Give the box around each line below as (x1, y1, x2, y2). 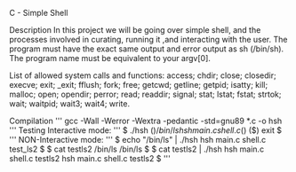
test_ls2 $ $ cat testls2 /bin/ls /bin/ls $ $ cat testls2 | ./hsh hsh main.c (9, 144, 265, 154)
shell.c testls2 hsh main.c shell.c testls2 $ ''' (9, 153, 171, 163)
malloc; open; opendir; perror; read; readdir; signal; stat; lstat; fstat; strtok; (9, 89, 282, 99)
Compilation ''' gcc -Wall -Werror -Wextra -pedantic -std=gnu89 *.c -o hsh (9, 115, 283, 126)
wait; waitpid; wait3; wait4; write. (9, 98, 131, 109)
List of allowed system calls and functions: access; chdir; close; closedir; (9, 70, 277, 81)
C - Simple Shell (9, 8, 68, 18)
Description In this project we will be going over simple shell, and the (9, 25, 261, 35)
